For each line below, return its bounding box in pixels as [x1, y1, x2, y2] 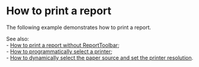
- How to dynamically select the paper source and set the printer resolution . [6, 54, 194, 61]
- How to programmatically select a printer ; [6, 47, 113, 55]
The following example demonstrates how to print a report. [6, 24, 152, 31]
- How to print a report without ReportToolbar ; [6, 42, 120, 49]
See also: [6, 35, 29, 42]
